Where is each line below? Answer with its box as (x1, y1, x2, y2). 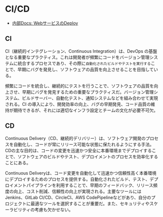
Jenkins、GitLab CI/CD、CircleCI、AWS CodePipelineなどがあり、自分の (5, 194, 152, 200)
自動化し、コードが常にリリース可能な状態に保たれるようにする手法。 (13, 141, 154, 147)
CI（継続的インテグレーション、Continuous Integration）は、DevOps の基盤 (5, 48, 157, 54)
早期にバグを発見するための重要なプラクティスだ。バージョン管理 (21, 89, 154, 95)
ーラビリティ (5, 206, 31, 213)
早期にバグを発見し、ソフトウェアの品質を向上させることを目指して (18, 66, 154, 72)
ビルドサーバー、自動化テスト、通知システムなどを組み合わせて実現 (21, 95, 158, 101)
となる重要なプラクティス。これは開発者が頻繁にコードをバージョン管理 (5, 54, 150, 60)
